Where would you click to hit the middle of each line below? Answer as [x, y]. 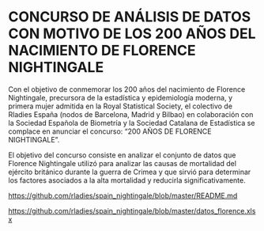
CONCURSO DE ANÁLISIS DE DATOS [130, 17]
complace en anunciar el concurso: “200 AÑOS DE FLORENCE [110, 131]
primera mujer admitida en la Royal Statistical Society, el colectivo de [121, 106]
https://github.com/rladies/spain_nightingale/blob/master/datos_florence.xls [132, 210]
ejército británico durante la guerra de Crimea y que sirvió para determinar [130, 172]
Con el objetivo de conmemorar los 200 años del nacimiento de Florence [127, 89]
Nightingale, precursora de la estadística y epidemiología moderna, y [121, 97]
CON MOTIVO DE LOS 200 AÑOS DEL [132, 34]
